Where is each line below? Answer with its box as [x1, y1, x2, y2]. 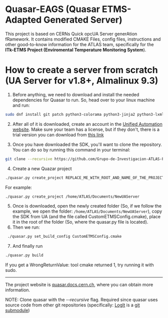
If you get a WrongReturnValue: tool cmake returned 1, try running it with [5, 262, 154, 268]
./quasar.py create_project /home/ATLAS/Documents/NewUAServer [5, 194, 140, 199]
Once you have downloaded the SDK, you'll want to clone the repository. [12, 141, 162, 147]
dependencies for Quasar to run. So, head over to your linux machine [12, 97, 155, 103]
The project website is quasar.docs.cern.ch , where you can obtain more [5, 282, 153, 288]
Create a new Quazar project [12, 166, 72, 172]
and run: [12, 102, 30, 108]
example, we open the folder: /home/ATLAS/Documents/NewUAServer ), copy [12, 208, 162, 214]
